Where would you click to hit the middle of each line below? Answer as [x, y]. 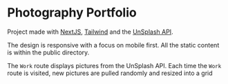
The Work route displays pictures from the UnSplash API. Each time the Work [114, 65]
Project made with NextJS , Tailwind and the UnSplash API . [91, 32]
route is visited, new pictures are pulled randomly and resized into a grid [110, 73]
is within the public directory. [48, 52]
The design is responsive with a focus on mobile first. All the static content [113, 45]
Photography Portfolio [72, 13]
